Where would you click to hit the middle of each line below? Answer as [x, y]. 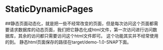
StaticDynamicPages [49, 9]
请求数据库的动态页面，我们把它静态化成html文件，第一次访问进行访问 [81, 29]
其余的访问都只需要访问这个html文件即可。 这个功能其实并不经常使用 [88, 36]
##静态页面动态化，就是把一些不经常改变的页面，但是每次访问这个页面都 [80, 23]
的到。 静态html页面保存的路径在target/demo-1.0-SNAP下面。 [68, 42]
